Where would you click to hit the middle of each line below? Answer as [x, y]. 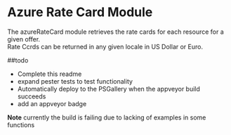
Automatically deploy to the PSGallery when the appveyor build [108, 89]
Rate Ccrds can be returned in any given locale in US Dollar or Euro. [105, 46]
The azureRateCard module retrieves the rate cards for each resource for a [116, 32]
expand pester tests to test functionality [75, 81]
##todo [18, 60]
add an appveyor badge [52, 103]
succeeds [32, 96]
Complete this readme [49, 74]
